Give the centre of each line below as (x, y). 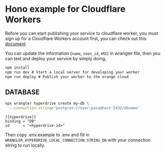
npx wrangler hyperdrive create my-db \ (47, 104)
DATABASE (22, 92)
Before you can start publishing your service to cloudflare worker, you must (82, 33)
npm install (17, 68)
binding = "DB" (21, 121)
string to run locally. (25, 145)
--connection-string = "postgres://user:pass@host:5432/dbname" (75, 108)
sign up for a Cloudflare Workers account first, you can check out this (76, 38)
